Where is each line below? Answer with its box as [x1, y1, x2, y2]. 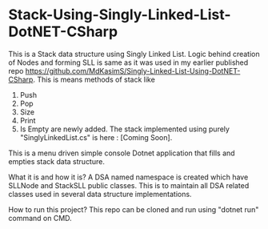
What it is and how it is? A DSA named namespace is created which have [8, 172, 249, 182]
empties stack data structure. [8, 156, 106, 166]
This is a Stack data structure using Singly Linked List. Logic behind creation [8, 49, 260, 58]
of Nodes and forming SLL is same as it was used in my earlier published [8, 58, 249, 67]
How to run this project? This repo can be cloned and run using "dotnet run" [8, 204, 259, 214]
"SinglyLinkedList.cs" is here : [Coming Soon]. [19, 132, 173, 142]
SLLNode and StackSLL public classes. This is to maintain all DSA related [8, 180, 250, 190]
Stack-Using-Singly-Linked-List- [8, 6, 231, 24]
